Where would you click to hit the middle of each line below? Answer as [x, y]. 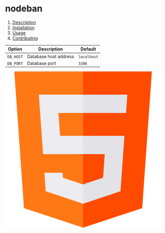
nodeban [24, 9]
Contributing [25, 38]
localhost [88, 57]
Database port [41, 63]
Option [15, 49]
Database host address [50, 56]
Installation [23, 27]
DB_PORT [15, 63]
